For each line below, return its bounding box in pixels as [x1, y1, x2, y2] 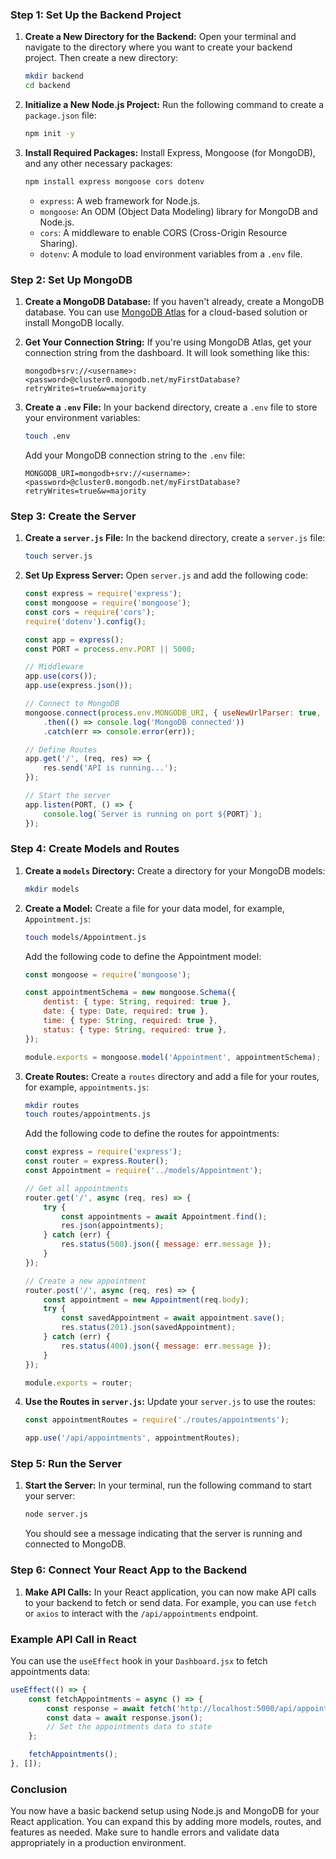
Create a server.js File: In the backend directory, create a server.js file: [24, 532, 326, 544]
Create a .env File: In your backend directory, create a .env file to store [24, 401, 318, 413]
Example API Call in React [10, 1632, 137, 1646]
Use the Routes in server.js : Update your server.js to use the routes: [24, 1396, 316, 1408]
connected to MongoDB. [24, 1538, 127, 1550]
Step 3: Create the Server [10, 509, 137, 523]
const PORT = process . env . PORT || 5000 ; [24, 644, 196, 654]
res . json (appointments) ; [61, 1221, 165, 1231]
